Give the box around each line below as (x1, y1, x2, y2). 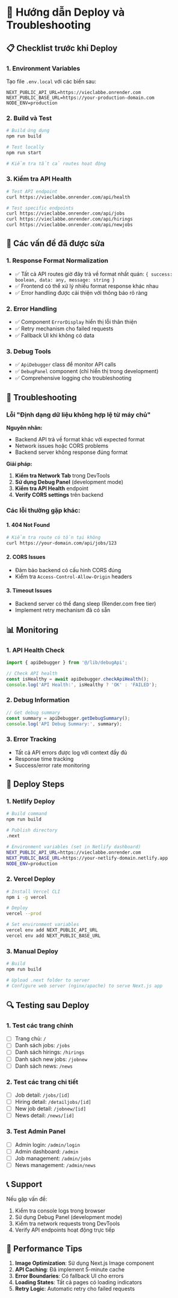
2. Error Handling (6, 304, 57, 313)
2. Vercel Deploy (6, 875, 55, 883)
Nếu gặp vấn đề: (6, 1195, 48, 1202)
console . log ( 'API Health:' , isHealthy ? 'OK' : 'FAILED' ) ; (6, 681, 158, 688)
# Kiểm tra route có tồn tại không (6, 535, 101, 541)
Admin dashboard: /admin (14, 1148, 79, 1155)
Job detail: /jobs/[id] (14, 1091, 70, 1098)
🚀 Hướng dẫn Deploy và (6, 5, 125, 19)
